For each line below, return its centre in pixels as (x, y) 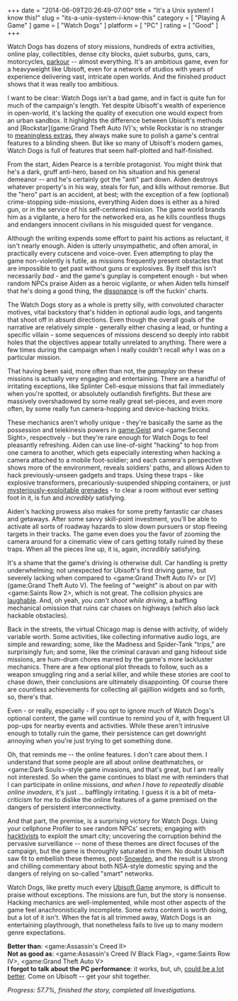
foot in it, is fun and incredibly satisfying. (67, 498)
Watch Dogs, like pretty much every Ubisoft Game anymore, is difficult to (114, 887)
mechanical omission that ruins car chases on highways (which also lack (113, 608)
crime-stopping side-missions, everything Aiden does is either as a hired (113, 202)
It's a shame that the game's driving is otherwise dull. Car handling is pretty (118, 563)
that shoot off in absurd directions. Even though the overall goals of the (111, 319)
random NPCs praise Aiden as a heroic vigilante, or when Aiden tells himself (118, 283)
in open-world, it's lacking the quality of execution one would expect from (115, 113)
